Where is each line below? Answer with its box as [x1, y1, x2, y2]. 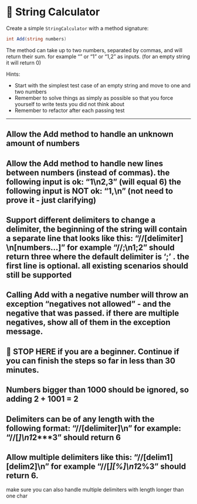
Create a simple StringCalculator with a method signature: [6, 25, 149, 32]
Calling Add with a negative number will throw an [6, 290, 189, 300]
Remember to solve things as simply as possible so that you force [14, 94, 174, 102]
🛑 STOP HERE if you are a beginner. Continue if [6, 346, 180, 357]
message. [6, 327, 43, 337]
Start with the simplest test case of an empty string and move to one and [14, 82, 191, 89]
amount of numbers [6, 138, 80, 148]
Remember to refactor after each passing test [14, 107, 125, 114]
